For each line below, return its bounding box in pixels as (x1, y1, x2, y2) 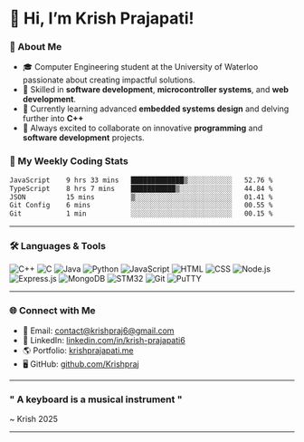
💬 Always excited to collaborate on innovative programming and (22, 122, 263, 134)
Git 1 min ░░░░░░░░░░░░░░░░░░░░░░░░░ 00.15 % (9, 209, 273, 218)
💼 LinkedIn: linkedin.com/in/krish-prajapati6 (22, 334, 185, 345)
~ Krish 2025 (9, 414, 59, 425)
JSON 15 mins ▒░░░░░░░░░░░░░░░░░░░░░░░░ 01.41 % (9, 192, 273, 202)
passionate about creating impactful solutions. (22, 74, 195, 85)
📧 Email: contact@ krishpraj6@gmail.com (22, 325, 175, 336)
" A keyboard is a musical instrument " (9, 393, 183, 406)
